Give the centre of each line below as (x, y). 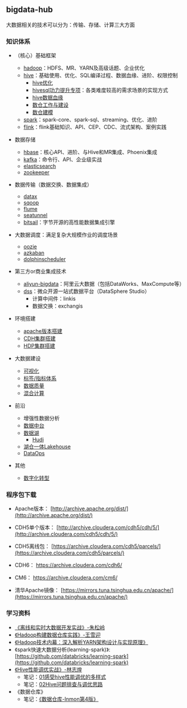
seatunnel (36, 216)
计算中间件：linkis (54, 299)
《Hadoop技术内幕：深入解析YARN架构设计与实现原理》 (81, 642)
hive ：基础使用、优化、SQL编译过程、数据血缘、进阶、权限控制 (101, 76)
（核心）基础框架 (35, 56)
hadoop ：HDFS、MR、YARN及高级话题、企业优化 (84, 68)
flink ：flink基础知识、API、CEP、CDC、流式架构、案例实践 (95, 127)
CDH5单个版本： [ (36, 527)
